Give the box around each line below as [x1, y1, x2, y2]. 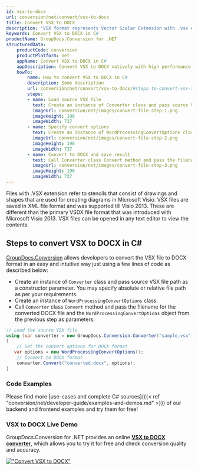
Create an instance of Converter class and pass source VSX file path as [14, 278, 189, 285]
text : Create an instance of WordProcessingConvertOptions [32, 129, 181, 136]
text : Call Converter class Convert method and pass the [32, 157, 176, 163]
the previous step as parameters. [14, 316, 95, 323]
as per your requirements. [14, 290, 78, 297]
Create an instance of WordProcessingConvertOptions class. [14, 297, 158, 304]
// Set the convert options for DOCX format [16, 343, 128, 349]
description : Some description [27, 80, 104, 86]
